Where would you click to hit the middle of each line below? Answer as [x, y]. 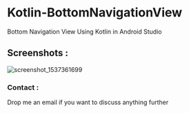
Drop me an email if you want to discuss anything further [88, 102]
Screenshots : [38, 53]
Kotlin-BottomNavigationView [95, 13]
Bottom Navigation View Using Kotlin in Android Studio [84, 32]
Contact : [23, 87]
